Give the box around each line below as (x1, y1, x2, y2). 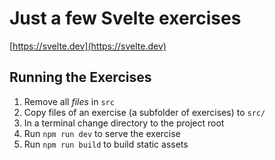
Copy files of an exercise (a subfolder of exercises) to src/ (23, 106, 266, 118)
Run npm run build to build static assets (23, 138, 189, 150)
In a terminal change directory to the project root (23, 117, 225, 129)
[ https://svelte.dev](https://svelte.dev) (9, 40, 167, 52)
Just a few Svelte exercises (9, 7, 242, 30)
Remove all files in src (23, 95, 115, 107)
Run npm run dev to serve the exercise (23, 127, 181, 139)
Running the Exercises (9, 69, 152, 86)
